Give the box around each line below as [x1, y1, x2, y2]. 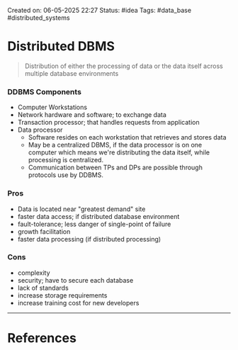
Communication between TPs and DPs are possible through [28, 163, 203, 172]
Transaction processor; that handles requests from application [17, 118, 200, 127]
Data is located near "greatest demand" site [17, 205, 146, 213]
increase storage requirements [17, 290, 108, 300]
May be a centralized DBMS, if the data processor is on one [28, 141, 203, 149]
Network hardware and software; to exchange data [17, 111, 166, 119]
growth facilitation [17, 227, 71, 236]
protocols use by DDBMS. [28, 171, 104, 179]
